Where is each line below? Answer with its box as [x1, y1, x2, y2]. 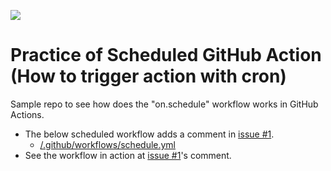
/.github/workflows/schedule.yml [39, 138, 177, 150]
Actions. [10, 108, 45, 120]
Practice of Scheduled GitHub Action [10, 44, 322, 67]
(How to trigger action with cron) [10, 65, 287, 88]
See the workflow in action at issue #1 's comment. [24, 149, 232, 161]
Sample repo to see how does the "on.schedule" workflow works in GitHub [10, 98, 319, 110]
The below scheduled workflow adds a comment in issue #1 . [24, 128, 275, 140]
